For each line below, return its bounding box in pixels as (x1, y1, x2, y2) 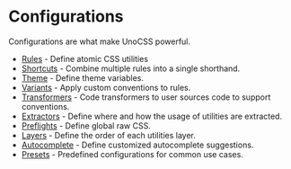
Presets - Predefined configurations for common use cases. (21, 148, 243, 159)
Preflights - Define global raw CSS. (21, 120, 152, 131)
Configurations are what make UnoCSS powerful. (8, 36, 190, 47)
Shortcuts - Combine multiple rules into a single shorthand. (21, 63, 241, 74)
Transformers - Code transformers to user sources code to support (21, 92, 271, 102)
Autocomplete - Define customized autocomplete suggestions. (21, 139, 254, 150)
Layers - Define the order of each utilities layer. (21, 129, 197, 140)
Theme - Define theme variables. (21, 72, 145, 83)
